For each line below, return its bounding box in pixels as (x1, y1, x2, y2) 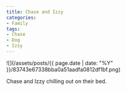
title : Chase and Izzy (6, 8, 64, 15)
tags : (6, 25, 20, 32)
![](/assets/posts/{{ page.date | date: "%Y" (6, 59, 113, 67)
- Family (6, 20, 28, 26)
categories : (6, 15, 36, 21)
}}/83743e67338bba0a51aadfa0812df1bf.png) (6, 66, 121, 73)
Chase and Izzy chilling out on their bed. (6, 77, 107, 85)
